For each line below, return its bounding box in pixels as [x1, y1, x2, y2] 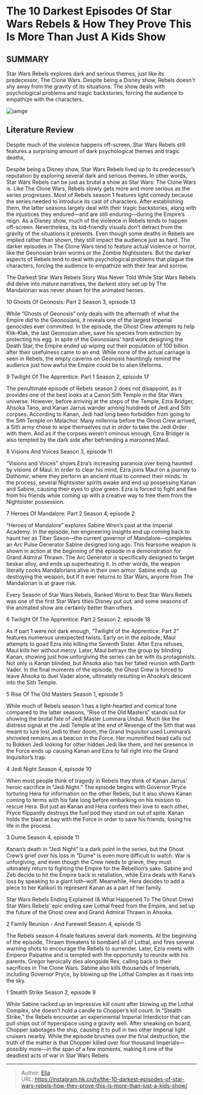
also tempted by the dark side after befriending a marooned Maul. [6, 436, 170, 443]
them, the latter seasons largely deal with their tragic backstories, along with [6, 204, 196, 211]
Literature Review [6, 125, 74, 135]
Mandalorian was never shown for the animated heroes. [6, 286, 145, 294]
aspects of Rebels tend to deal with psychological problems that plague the [6, 255, 194, 262]
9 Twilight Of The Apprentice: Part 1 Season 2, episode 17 [6, 373, 149, 380]
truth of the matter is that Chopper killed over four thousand [6, 1039, 155, 1046]
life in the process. [6, 822, 53, 829]
